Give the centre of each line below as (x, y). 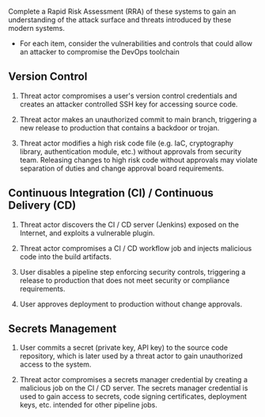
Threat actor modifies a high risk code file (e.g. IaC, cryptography (127, 143)
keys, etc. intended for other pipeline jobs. (89, 405)
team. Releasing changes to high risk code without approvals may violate (139, 160)
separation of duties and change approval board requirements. (122, 168)
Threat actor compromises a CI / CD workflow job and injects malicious (136, 248)
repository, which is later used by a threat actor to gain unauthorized (131, 356)
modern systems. (37, 28)
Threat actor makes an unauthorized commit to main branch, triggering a (138, 119)
